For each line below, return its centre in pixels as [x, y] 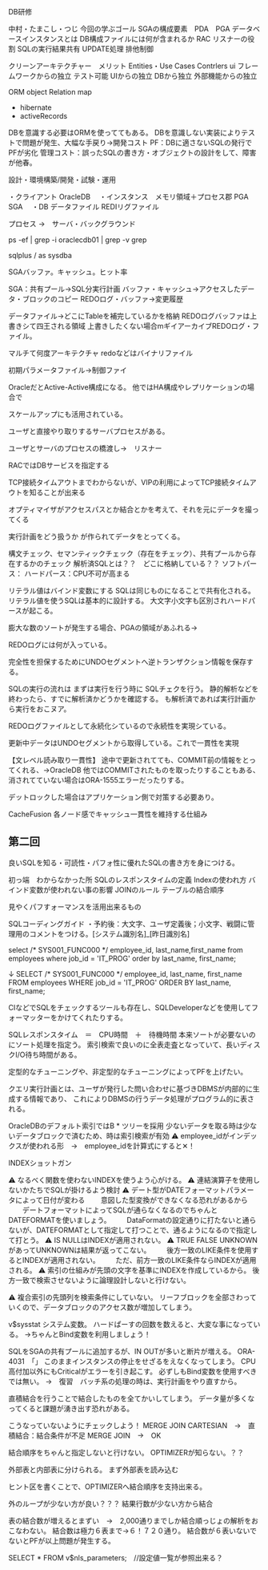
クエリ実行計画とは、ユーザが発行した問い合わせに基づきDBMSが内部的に [131, 1088]
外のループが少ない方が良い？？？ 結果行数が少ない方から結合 [111, 1503]
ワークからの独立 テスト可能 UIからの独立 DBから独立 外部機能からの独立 [136, 76]
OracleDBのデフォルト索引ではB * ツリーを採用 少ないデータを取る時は [126, 1126]
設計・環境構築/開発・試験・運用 [62, 180]
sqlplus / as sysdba [40, 255]
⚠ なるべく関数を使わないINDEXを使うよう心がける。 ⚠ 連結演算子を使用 [131, 1180]
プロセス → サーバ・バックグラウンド [72, 224]
